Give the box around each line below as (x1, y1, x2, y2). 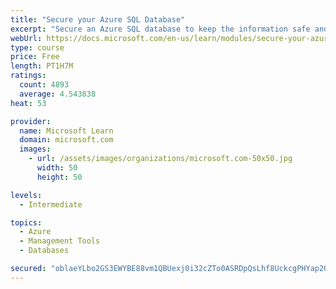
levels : (10, 190, 43, 200)
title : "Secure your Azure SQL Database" (10, 14, 186, 25)
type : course (10, 42, 65, 53)
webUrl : (10, 33, 43, 43)
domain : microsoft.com (19, 135, 114, 145)
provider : (10, 116, 52, 126)
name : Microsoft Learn (19, 126, 114, 136)
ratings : (10, 71, 47, 81)
